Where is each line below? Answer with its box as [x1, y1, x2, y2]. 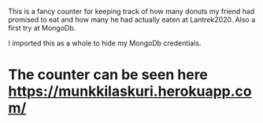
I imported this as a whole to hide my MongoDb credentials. [8, 38, 202, 48]
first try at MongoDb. [8, 24, 76, 32]
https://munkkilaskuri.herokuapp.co [8, 82, 252, 100]
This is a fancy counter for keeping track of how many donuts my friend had [8, 7, 255, 16]
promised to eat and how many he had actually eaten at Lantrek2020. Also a [8, 15, 256, 24]
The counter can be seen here [8, 66, 209, 84]
